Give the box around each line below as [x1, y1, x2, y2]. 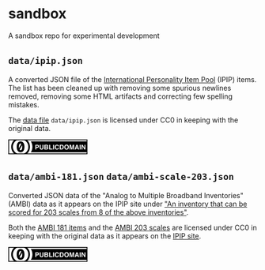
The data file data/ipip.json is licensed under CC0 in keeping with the [8, 115, 239, 125]
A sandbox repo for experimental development [8, 31, 160, 40]
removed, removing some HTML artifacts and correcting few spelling [8, 92, 233, 101]
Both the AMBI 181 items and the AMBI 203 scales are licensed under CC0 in [8, 223, 257, 232]
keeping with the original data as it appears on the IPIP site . [8, 231, 202, 241]
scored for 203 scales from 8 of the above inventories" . [8, 207, 189, 217]
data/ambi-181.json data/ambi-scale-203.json [8, 171, 235, 182]
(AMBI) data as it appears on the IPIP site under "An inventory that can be [8, 199, 248, 208]
